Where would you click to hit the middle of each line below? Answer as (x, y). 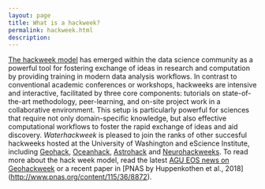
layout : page (30, 15)
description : (30, 37)
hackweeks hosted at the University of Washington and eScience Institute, (129, 143)
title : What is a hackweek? (54, 23)
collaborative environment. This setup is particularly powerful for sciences (129, 110)
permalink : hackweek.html (50, 30)
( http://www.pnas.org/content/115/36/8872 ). (80, 177)
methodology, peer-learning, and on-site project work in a (127, 102)
